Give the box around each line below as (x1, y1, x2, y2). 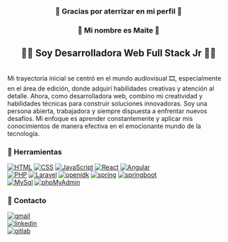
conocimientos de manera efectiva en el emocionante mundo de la (7, 122, 201, 130)
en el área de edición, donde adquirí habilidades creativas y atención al (7, 84, 215, 93)
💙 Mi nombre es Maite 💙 (77, 25, 160, 35)
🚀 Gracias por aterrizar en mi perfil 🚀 (55, 6, 182, 16)
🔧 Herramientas (7, 146, 62, 156)
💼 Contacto (7, 195, 47, 205)
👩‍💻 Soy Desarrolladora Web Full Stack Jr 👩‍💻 (20, 47, 217, 59)
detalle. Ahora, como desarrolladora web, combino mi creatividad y (7, 91, 203, 100)
